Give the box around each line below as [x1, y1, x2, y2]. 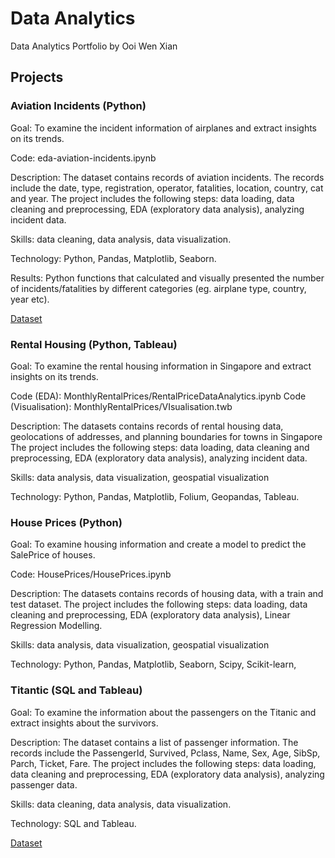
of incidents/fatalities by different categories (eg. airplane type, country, [10, 282, 307, 294]
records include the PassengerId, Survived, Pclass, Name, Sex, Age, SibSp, [10, 747, 321, 759]
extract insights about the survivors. [10, 717, 159, 729]
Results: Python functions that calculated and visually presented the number [10, 272, 325, 284]
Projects [10, 69, 64, 86]
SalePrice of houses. [10, 549, 96, 561]
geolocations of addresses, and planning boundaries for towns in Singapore [10, 430, 323, 442]
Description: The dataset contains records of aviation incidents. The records [10, 171, 325, 183]
